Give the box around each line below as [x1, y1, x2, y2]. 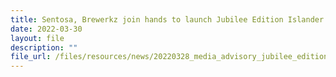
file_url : [10, 52, 52, 62]
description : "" [10, 42, 78, 53]
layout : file [10, 33, 65, 43]
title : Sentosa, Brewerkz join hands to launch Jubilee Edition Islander [10, 14, 325, 25]
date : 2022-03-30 [10, 24, 83, 34]
